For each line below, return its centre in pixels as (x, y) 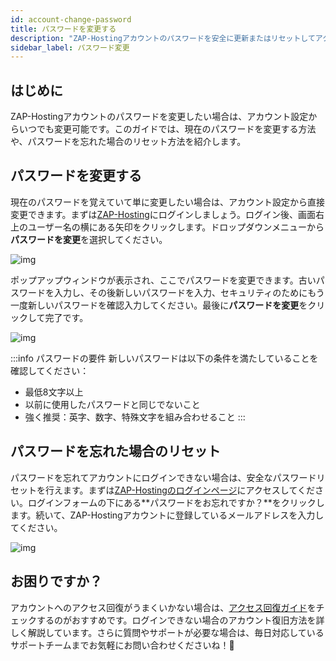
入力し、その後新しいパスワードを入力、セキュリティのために (180, 292)
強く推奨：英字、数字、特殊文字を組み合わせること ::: (135, 417)
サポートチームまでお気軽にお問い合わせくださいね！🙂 (122, 645)
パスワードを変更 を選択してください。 (89, 239)
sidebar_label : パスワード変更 (70, 47)
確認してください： (50, 370)
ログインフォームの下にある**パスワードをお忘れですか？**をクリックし (176, 502)
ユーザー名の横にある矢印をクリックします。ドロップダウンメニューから (176, 227)
